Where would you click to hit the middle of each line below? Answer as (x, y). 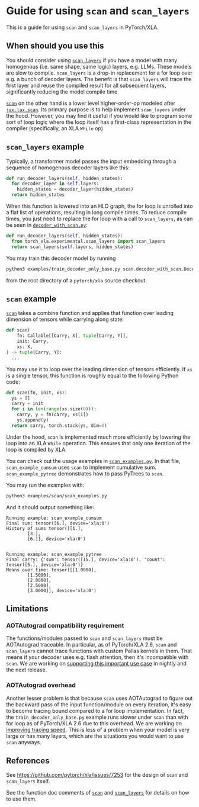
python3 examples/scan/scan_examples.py (57, 496)
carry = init (28, 404)
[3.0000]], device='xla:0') (62, 590)
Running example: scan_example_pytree (54, 554)
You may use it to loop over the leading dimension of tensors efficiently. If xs (99, 369)
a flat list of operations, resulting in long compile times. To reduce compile (97, 213)
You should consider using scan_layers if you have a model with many (92, 60)
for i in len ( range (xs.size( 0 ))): (54, 409)
